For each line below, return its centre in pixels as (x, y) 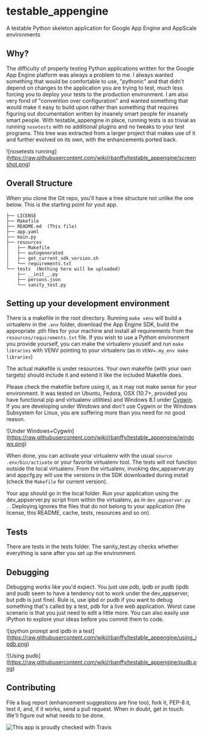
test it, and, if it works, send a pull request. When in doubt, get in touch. (95, 709)
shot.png (18, 164)
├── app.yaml (23, 232)
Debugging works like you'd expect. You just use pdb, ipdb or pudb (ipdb (98, 587)
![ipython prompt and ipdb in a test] (51, 631)
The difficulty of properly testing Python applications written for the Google (100, 68)
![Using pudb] (24, 656)
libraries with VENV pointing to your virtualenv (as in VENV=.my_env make (98, 351)
